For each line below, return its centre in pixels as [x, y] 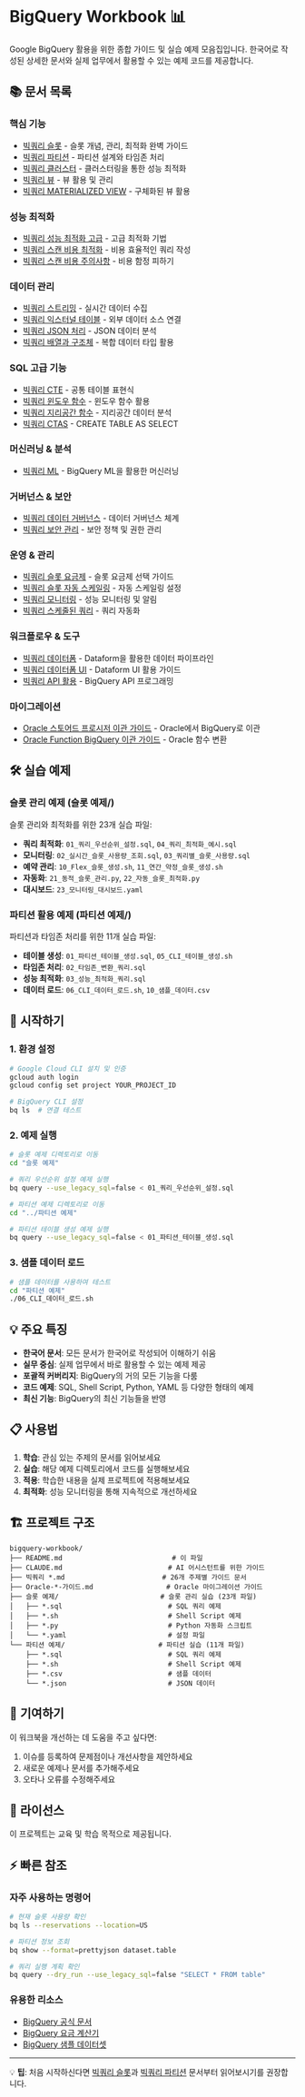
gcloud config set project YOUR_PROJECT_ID [93, 1085]
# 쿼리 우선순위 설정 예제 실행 [59, 1180]
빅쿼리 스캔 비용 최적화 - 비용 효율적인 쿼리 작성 [107, 249]
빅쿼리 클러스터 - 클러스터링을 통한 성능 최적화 [104, 168]
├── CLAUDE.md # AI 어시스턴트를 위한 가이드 [137, 1568]
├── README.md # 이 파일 [106, 1558]
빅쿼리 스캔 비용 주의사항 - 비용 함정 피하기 [98, 261]
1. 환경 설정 [32, 1049]
